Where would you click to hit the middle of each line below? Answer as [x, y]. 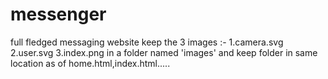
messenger [58, 14]
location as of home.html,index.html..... [90, 63]
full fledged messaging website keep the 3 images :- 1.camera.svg [147, 42]
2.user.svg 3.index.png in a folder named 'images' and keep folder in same [164, 52]
